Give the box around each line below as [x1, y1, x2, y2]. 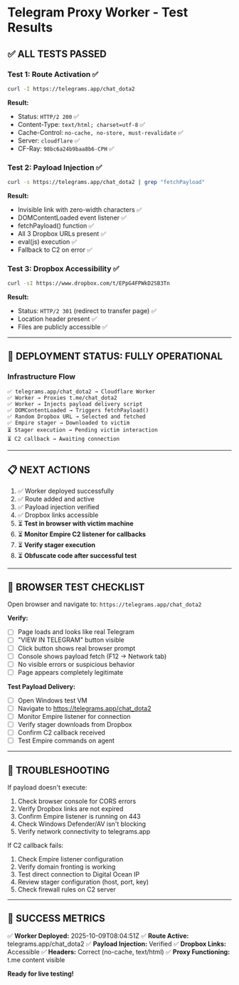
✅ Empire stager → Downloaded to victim [7, 419, 130, 427]
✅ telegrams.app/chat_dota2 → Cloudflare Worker [7, 388, 156, 395]
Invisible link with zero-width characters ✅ [17, 205, 142, 214]
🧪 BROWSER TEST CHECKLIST [7, 581, 145, 593]
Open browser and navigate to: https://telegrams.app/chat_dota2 [7, 600, 202, 608]
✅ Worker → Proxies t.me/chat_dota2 [7, 394, 117, 402]
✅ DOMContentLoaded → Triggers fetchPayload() [7, 407, 149, 414]
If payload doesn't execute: [7, 782, 87, 792]
